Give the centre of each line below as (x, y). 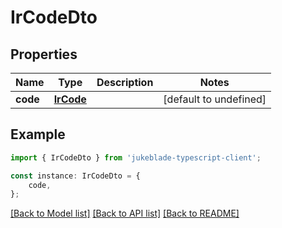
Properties (44, 54)
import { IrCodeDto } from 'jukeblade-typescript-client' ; (136, 157)
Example (38, 134)
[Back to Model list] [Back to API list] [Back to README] (125, 213)
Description (125, 82)
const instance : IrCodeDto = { (75, 176)
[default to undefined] (215, 99)
